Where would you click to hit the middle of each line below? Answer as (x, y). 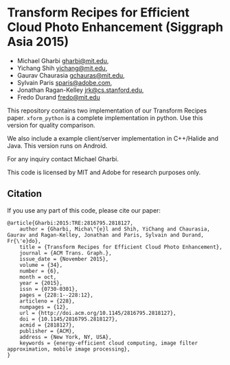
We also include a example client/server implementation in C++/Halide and (113, 138)
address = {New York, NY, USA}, (66, 337)
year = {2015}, (41, 283)
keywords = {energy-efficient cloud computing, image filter (108, 343)
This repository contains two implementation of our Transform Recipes (107, 110)
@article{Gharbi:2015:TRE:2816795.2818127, (70, 223)
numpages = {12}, (44, 307)
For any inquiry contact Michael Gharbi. (63, 158)
